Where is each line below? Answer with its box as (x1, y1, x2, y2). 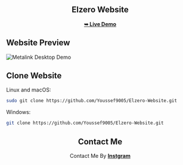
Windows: (6, 109, 31, 116)
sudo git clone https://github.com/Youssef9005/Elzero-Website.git (6, 98, 178, 104)
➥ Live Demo (83, 20, 117, 27)
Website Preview (6, 38, 70, 48)
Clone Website (6, 71, 62, 81)
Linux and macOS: (6, 86, 51, 94)
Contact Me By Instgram (69, 153, 131, 159)
